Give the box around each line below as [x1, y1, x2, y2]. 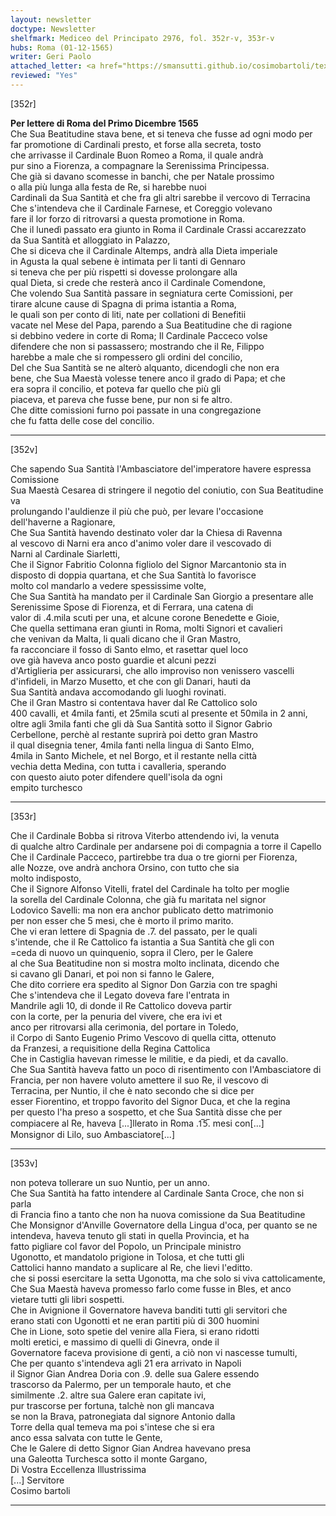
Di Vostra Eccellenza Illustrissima [10, 1463, 147, 1475]
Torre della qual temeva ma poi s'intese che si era [10, 1421, 215, 1433]
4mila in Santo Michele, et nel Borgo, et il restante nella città [10, 749, 258, 761]
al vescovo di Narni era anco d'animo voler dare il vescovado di [10, 537, 272, 549]
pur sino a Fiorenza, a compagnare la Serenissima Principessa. [10, 159, 270, 171]
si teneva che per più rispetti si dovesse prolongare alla [10, 266, 238, 278]
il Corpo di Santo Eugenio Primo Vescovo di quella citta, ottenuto [10, 1031, 277, 1043]
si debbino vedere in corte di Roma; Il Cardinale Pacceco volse [10, 329, 268, 341]
